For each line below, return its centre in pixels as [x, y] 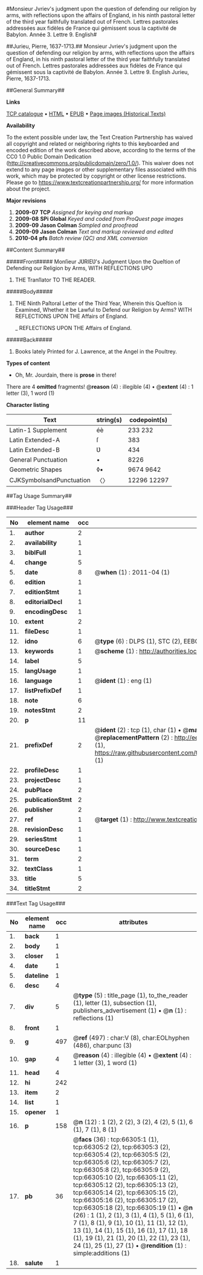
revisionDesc [44, 829]
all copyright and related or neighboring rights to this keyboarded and [93, 144]
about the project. [28, 189]
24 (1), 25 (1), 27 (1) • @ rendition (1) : [130, 1246]
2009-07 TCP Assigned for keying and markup [74, 212]
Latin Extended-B [35, 450]
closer [34, 956]
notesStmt [40, 710]
